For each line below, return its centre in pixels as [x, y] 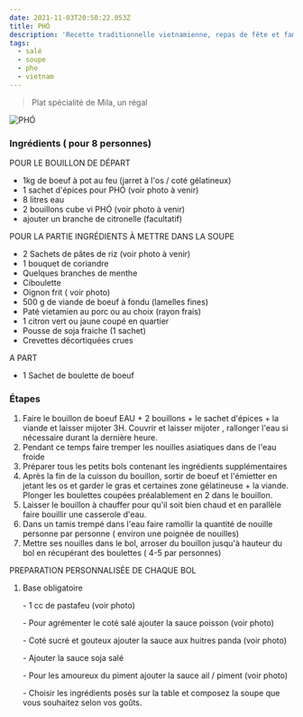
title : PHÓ [30, 26]
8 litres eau [43, 200]
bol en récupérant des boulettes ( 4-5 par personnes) [122, 553]
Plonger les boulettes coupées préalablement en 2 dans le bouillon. [147, 495]
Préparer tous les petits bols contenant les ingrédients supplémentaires [155, 467]
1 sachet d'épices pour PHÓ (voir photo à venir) [110, 190]
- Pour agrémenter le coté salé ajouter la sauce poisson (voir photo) [148, 623]
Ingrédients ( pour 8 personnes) [80, 143]
